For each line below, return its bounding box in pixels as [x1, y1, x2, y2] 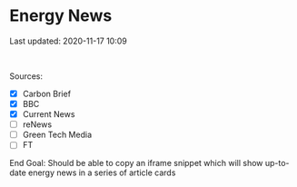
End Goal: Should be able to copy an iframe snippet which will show [9, 158, 263, 169]
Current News [22, 109, 75, 120]
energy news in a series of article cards [27, 167, 176, 178]
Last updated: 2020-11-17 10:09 [9, 35, 127, 46]
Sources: [9, 70, 44, 82]
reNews [22, 119, 53, 130]
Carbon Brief [22, 88, 71, 99]
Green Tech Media [22, 129, 93, 141]
